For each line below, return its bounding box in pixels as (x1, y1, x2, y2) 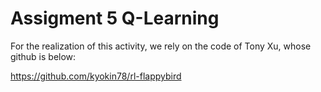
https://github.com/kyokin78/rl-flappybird (10, 70, 182, 82)
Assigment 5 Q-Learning (10, 7, 220, 30)
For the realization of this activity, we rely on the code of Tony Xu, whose (10, 40, 312, 52)
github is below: (10, 50, 77, 62)
